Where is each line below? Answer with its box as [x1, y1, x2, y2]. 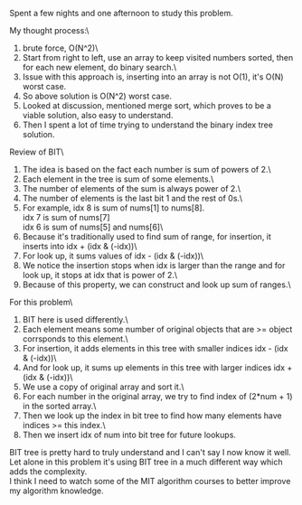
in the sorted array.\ [22, 401, 97, 411]
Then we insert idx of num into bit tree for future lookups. [22, 429, 237, 440]
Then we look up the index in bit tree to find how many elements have [22, 410, 282, 421]
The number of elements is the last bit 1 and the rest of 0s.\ [22, 193, 243, 203]
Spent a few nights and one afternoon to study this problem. [9, 8, 233, 18]
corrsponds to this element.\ [22, 333, 128, 344]
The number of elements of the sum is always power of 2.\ [22, 183, 241, 193]
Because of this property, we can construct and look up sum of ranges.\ [22, 279, 291, 290]
